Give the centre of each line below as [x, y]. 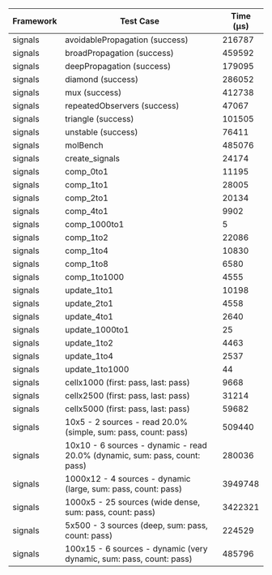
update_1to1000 [97, 369]
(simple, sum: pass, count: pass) [126, 432]
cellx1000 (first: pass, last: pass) [127, 382]
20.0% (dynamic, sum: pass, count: [132, 455]
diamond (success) [102, 79]
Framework [35, 21]
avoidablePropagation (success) [126, 40]
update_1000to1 [97, 330]
